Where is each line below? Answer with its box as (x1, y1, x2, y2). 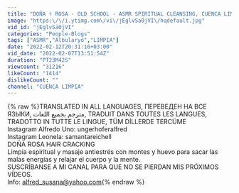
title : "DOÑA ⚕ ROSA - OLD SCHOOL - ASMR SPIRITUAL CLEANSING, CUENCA (7, 10, 221, 18)
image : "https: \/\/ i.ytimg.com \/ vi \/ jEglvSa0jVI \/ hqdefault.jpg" (7, 17, 205, 24)
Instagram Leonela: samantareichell (7, 133, 112, 141)
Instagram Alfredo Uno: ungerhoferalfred (7, 125, 128, 133)
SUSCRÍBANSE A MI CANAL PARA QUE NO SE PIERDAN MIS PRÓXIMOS (7, 162, 219, 171)
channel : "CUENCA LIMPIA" (7, 83, 84, 90)
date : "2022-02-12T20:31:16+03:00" (7, 43, 113, 50)
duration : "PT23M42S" (7, 57, 72, 64)
